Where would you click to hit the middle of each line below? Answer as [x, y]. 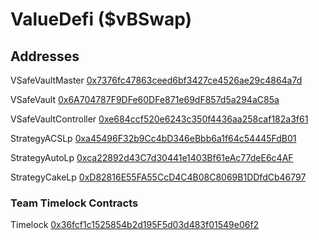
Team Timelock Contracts [74, 203]
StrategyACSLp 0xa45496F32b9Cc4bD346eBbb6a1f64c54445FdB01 [153, 138]
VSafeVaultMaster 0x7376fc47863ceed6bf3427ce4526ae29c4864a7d [156, 80]
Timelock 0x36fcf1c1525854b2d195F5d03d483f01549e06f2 [135, 225]
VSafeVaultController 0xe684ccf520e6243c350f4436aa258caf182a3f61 [159, 119]
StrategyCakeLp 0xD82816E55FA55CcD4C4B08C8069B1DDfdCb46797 [158, 177]
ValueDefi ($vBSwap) [101, 19]
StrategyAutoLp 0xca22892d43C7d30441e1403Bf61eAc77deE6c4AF [152, 157]
